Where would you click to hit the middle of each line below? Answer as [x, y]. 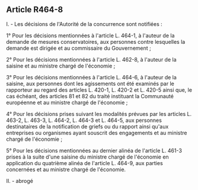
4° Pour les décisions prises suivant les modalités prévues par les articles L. [99, 114]
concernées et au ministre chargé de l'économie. [66, 169]
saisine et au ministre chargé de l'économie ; [61, 66]
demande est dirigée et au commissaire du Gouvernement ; [79, 48]
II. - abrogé [20, 181]
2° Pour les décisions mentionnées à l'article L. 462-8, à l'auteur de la [91, 59]
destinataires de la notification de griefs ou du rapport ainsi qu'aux [87, 126]
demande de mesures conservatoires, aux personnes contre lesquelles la [96, 41]
